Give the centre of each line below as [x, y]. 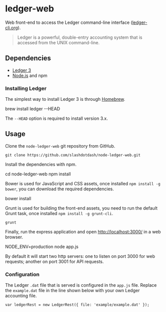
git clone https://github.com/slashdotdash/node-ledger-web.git [73, 155]
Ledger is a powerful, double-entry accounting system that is [80, 37]
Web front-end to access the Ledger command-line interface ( [69, 22]
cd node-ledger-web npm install [38, 174]
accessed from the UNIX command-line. [58, 42]
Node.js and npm [30, 76]
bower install [18, 198]
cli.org [12, 27]
